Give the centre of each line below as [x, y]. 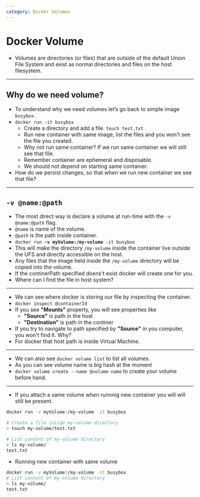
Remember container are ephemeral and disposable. [88, 160]
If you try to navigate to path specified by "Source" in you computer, [99, 329]
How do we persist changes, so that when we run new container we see [103, 173]
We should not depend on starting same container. [86, 166]
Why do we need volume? [55, 95]
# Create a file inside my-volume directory [62, 423]
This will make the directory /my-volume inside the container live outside [102, 248]
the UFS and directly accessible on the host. [69, 254]
